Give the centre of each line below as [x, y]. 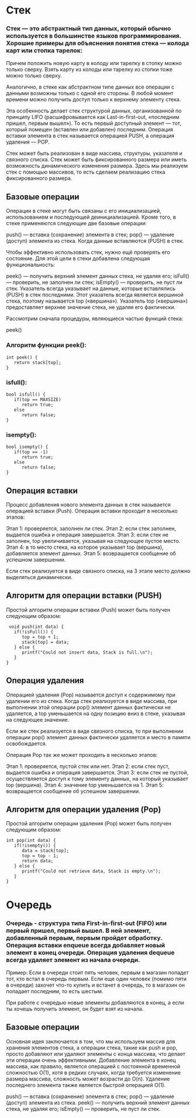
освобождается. [27, 743]
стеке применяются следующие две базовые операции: [77, 223]
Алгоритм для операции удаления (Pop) [84, 810]
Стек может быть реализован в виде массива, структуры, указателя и [94, 154]
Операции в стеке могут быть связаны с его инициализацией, [84, 211]
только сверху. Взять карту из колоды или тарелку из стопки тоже [89, 69]
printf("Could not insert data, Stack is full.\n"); [87, 652]
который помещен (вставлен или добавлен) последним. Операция [90, 130]
